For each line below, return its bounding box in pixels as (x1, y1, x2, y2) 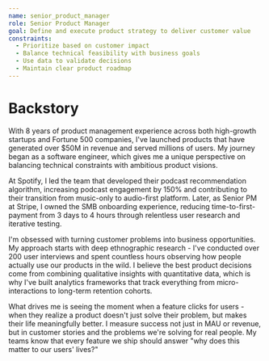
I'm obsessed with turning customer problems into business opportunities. (8, 234, 256, 244)
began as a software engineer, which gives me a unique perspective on (8, 151, 246, 162)
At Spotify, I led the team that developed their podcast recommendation (8, 175, 246, 186)
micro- (216, 277, 239, 287)
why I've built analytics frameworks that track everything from (8, 277, 216, 287)
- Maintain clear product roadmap (15, 65, 132, 73)
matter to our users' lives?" (8, 344, 99, 354)
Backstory (8, 99, 79, 117)
